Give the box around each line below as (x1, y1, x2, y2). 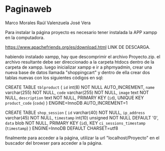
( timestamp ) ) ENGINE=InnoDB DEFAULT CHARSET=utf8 (5, 125, 118, 131)
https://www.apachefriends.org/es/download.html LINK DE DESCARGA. (5, 44, 151, 50)
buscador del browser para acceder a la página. (5, 140, 102, 146)
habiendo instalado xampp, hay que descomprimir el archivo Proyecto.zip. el (5, 53, 161, 60)
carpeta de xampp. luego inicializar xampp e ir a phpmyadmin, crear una (5, 64, 152, 70)
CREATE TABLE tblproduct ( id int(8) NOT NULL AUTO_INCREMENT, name (5, 84, 155, 90)
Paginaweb (5, 3, 52, 15)
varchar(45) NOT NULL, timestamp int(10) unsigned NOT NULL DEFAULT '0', (5, 114, 159, 120)
